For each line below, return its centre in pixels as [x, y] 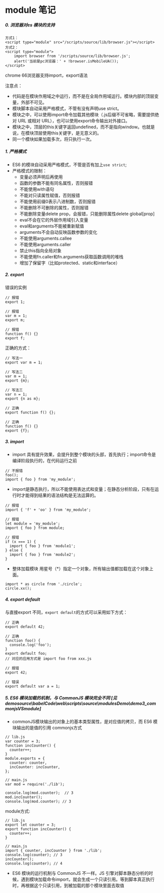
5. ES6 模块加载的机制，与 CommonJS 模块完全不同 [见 [61, 698]
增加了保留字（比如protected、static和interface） [70, 263]
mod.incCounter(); [24, 797]
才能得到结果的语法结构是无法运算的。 [60, 495]
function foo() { [23, 641]
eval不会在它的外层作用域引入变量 [54, 220]
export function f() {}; [30, 413]
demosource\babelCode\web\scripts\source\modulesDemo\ [68, 703]
